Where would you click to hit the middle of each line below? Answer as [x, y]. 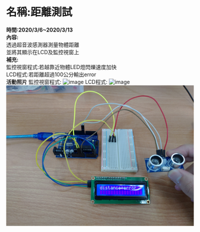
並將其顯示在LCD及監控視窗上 [43, 52]
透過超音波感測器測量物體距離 [43, 45]
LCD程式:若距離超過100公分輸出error [51, 74]
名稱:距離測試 [39, 12]
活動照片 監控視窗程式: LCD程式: [57, 81]
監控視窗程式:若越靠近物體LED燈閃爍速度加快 [62, 67]
